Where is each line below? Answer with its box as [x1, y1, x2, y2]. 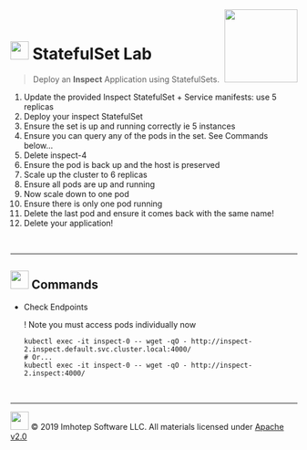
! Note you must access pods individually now [23, 319, 197, 330]
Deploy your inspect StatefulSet [23, 110, 144, 121]
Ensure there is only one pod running [23, 198, 163, 209]
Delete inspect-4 [23, 150, 87, 161]
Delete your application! [23, 217, 114, 228]
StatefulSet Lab [32, 44, 153, 65]
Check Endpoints [23, 301, 88, 312]
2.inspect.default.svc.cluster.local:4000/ [23, 344, 192, 354]
